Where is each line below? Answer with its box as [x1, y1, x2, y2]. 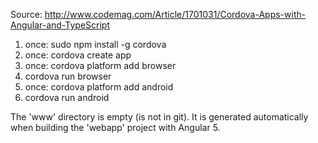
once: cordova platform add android [24, 81, 174, 93]
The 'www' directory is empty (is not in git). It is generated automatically [10, 111, 309, 123]
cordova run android [24, 92, 110, 103]
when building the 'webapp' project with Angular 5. [10, 122, 221, 133]
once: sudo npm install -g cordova [24, 39, 167, 50]
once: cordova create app [24, 49, 132, 61]
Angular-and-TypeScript [10, 19, 111, 31]
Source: [10, 9, 43, 20]
